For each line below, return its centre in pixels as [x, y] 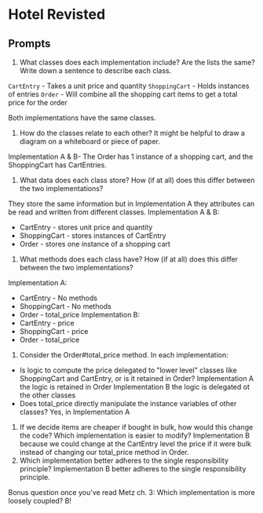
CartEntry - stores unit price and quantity [86, 227]
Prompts [29, 44]
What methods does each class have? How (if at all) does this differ [128, 259]
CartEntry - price [47, 323]
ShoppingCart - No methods [65, 306]
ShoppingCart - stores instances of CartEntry [93, 236]
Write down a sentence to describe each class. [95, 71]
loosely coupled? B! [40, 501]
